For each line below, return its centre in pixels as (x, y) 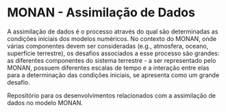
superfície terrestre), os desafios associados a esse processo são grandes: (113, 53)
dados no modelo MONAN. (45, 102)
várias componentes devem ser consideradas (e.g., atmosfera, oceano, (108, 46)
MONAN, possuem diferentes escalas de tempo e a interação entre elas (108, 68)
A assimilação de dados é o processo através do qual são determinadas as (113, 31)
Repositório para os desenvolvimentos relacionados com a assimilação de (112, 95)
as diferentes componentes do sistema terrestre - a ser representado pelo (112, 60)
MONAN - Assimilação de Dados (101, 13)
